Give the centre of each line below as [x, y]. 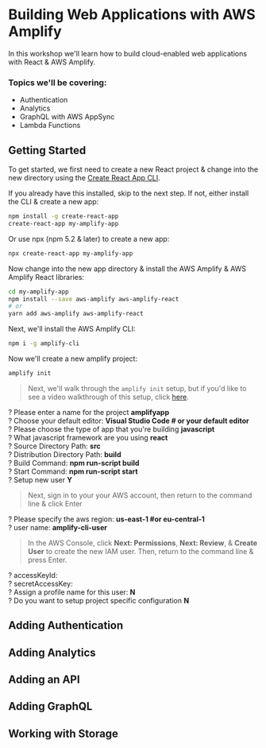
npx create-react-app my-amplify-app [71, 253]
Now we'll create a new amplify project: [73, 358]
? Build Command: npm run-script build [74, 463]
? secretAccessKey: [40, 583]
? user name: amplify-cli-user [58, 527]
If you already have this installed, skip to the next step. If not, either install [129, 193]
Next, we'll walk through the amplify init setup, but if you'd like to [137, 388]
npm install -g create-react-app [64, 216]
